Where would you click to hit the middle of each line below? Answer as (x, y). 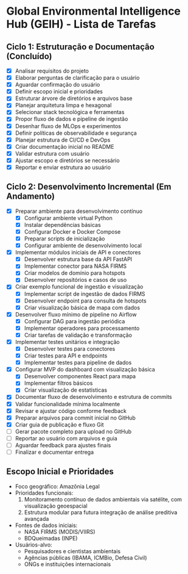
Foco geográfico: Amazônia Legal (57, 486)
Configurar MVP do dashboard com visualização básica (85, 370)
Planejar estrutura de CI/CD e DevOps (63, 140)
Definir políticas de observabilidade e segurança (76, 133)
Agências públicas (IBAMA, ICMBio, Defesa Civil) (85, 558)
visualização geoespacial (56, 506)
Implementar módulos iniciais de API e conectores (78, 253)
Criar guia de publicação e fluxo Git (60, 425)
